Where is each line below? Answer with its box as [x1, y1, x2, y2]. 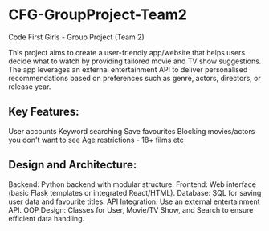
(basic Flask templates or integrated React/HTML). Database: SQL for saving [8, 188, 262, 197]
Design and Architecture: [8, 158, 137, 172]
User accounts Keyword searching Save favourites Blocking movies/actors [8, 126, 255, 136]
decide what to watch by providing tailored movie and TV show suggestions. [8, 56, 262, 66]
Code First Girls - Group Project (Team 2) [8, 32, 145, 42]
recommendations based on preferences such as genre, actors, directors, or [8, 73, 261, 83]
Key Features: [8, 105, 79, 119]
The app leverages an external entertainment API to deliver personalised [8, 64, 248, 74]
